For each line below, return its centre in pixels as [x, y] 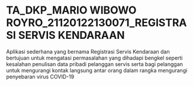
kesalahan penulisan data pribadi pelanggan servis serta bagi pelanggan [95, 64]
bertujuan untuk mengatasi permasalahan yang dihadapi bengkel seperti [94, 58]
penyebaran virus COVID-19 [40, 77]
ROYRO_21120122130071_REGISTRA [96, 23]
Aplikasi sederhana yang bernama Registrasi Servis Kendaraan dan [88, 51]
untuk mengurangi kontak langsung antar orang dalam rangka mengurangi [97, 70]
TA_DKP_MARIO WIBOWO [71, 10]
